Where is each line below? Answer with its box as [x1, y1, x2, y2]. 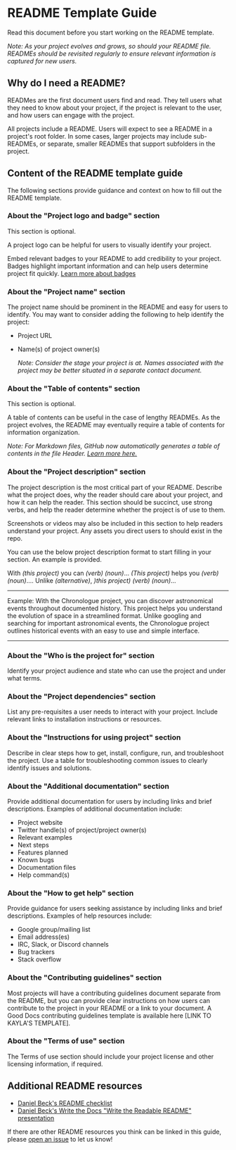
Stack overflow [17, 955, 62, 963]
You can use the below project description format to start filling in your [7, 548, 212, 556]
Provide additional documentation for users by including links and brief [7, 797, 212, 805]
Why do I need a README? [7, 77, 126, 89]
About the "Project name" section [7, 286, 126, 296]
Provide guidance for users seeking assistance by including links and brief [7, 904, 223, 913]
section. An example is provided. [7, 555, 102, 564]
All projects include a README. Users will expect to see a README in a [7, 125, 213, 133]
